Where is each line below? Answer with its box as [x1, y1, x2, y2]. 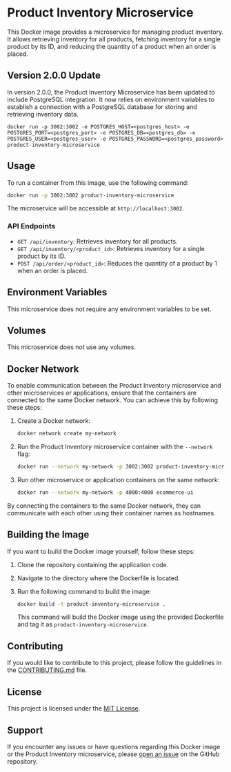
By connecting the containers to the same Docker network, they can [7, 502, 201, 510]
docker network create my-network [17, 430, 117, 437]
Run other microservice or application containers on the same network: [17, 475, 220, 484]
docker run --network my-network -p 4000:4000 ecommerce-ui [17, 488, 194, 496]
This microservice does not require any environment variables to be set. [7, 305, 212, 313]
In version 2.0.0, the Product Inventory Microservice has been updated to [7, 88, 215, 96]
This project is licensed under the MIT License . [7, 704, 141, 713]
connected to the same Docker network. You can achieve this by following [7, 396, 219, 404]
